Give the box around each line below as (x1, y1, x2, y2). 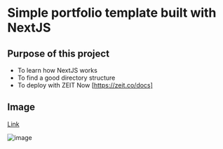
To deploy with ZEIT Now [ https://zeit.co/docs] (17, 81, 153, 89)
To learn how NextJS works (17, 66, 98, 74)
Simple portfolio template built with (7, 5, 217, 21)
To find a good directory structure (17, 73, 116, 82)
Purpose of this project (7, 48, 110, 59)
